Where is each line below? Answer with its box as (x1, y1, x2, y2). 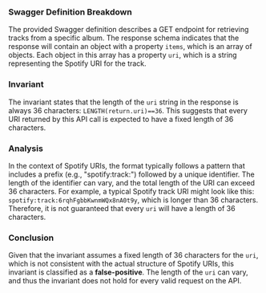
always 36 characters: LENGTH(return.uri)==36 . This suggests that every (8, 105, 248, 115)
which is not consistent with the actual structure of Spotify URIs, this (8, 259, 235, 269)
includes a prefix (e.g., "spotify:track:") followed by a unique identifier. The (8, 169, 255, 179)
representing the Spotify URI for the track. (8, 59, 147, 68)
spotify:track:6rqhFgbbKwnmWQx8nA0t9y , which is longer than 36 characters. (8, 195, 259, 205)
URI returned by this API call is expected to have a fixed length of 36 (8, 114, 234, 124)
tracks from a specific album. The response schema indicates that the (8, 33, 240, 43)
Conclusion (8, 232, 54, 243)
